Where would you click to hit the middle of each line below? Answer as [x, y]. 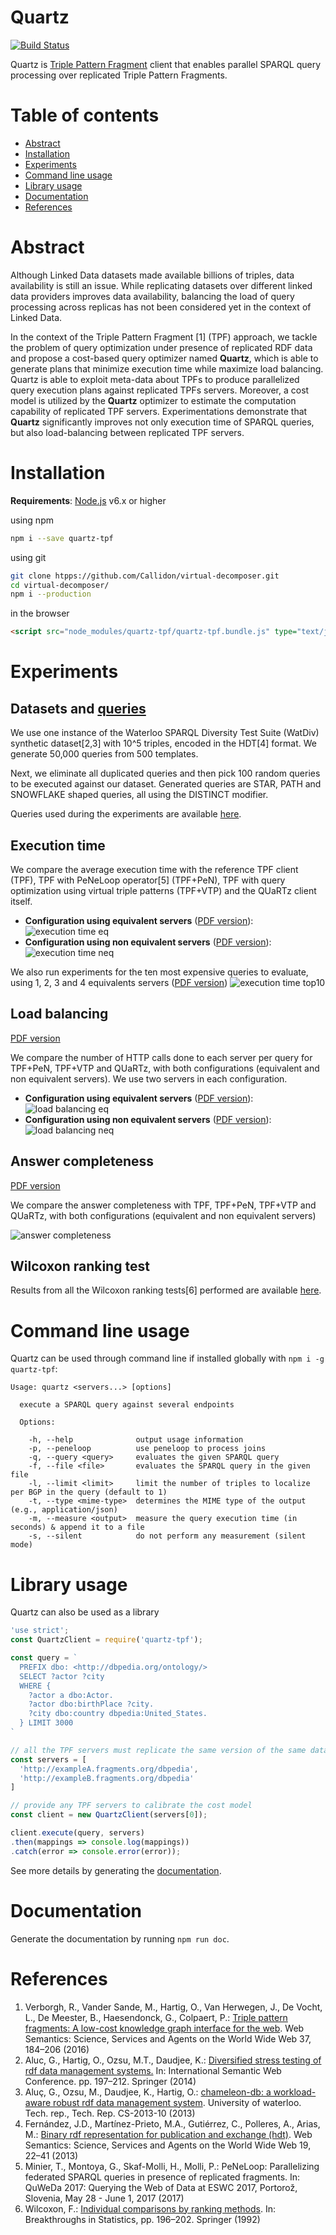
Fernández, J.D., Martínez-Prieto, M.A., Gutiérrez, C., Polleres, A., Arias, [172, 2123]
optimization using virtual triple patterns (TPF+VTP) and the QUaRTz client [163, 890]
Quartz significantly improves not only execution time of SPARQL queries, [162, 422]
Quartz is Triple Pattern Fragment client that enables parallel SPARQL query [166, 64]
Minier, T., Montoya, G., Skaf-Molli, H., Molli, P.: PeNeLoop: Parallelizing [172, 2166]
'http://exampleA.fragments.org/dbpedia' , [109, 1769]
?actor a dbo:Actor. [71, 1695]
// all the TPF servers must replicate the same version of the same [158, 1750]
